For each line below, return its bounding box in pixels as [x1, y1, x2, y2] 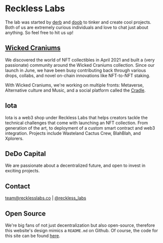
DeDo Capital [5, 149, 47, 158]
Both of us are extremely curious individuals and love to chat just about [5, 24, 148, 30]
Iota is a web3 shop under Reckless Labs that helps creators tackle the [5, 114, 148, 120]
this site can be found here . [5, 233, 60, 239]
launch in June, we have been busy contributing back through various [5, 67, 146, 73]
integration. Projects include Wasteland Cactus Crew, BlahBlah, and [5, 130, 141, 136]
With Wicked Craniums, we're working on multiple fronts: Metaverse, [5, 82, 144, 88]
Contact [5, 182, 30, 190]
